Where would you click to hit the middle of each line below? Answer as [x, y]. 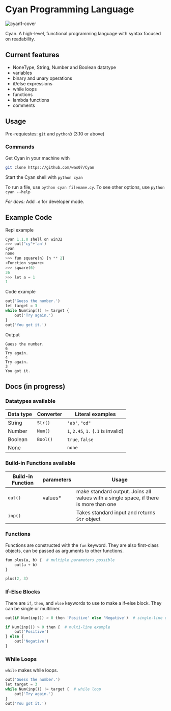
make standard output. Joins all [113, 491]
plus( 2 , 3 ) [17, 579]
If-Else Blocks [23, 592]
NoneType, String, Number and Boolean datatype [64, 67]
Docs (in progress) [35, 386]
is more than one [96, 504]
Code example [21, 292]
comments [24, 105]
